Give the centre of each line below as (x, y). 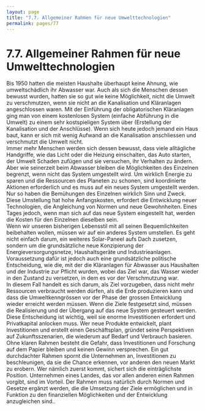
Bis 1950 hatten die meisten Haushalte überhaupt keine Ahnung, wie (92, 84)
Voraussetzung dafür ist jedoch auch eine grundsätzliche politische (91, 259)
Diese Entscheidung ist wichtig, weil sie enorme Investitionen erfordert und (101, 317)
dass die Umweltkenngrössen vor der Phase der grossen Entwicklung (94, 297)
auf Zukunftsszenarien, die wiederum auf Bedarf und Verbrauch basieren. (99, 336)
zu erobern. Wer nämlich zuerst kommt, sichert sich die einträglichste (94, 369)
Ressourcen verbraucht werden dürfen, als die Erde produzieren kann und (100, 291)
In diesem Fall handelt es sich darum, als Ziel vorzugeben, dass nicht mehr (100, 285)
